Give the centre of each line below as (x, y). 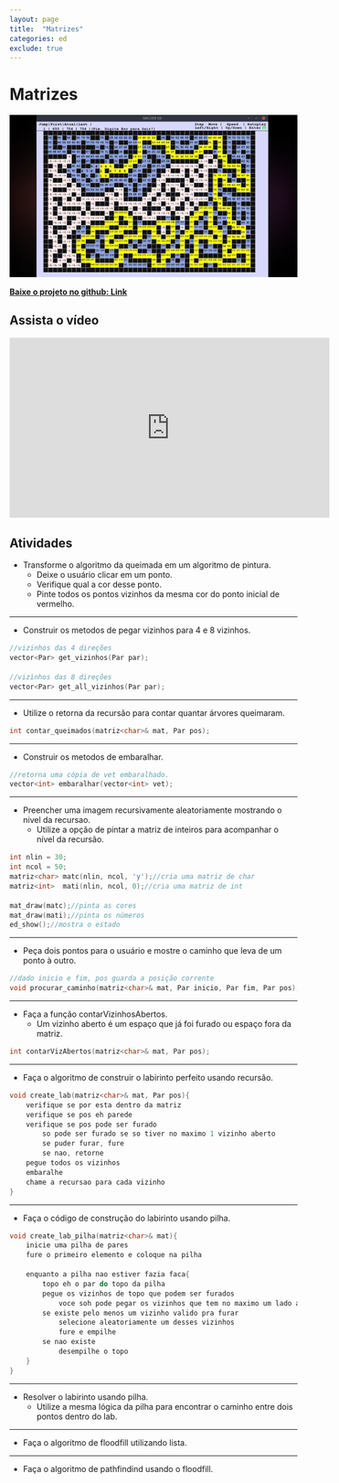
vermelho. (55, 604)
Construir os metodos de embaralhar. (93, 757)
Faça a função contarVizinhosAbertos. (95, 1014)
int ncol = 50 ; (38, 867)
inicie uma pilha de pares (77, 1245)
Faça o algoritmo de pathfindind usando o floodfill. (118, 1468)
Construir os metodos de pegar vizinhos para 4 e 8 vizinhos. (137, 630)
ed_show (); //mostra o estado (65, 925)
